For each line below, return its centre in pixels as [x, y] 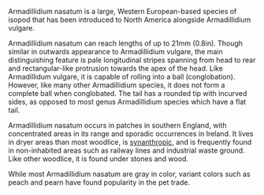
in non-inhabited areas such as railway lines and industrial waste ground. [127, 150]
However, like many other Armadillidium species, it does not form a [117, 85]
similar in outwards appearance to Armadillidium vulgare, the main [115, 52]
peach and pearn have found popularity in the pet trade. [99, 182]
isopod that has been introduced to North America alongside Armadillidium [130, 20]
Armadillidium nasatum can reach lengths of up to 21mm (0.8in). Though [125, 43]
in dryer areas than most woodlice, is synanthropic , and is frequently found [130, 142]
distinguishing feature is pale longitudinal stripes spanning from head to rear [132, 60]
